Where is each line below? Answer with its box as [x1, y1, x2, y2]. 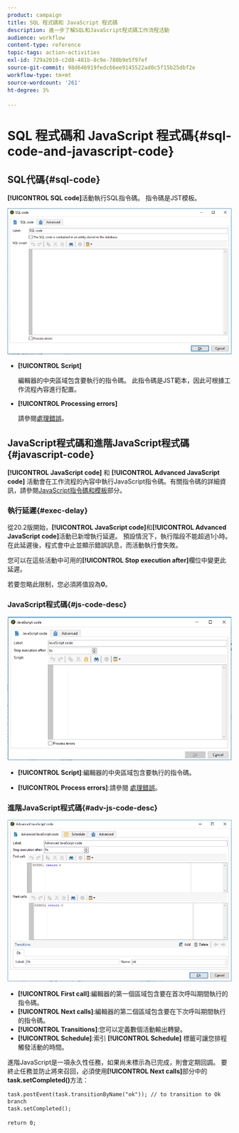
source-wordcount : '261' [7, 79, 81, 86]
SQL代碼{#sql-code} [7, 173, 101, 185]
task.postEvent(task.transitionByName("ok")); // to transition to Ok [7, 1090, 221, 1098]
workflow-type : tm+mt [7, 71, 72, 78]
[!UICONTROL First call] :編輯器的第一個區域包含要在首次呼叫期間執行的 [17, 989, 229, 998]
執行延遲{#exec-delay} [7, 506, 88, 516]
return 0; [7, 1119, 37, 1127]
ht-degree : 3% [7, 86, 50, 94]
